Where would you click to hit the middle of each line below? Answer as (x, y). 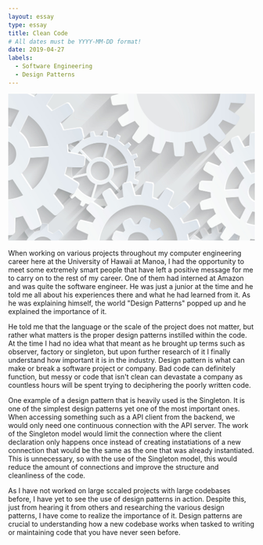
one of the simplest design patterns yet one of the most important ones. (124, 409)
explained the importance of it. (58, 312)
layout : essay (31, 16)
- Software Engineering (54, 67)
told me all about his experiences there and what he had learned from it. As (129, 295)
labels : (21, 58)
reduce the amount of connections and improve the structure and (113, 467)
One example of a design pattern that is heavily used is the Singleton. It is (126, 401)
